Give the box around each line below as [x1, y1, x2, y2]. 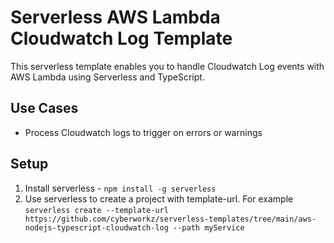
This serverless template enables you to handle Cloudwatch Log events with [10, 60, 325, 72]
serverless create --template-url [24, 205, 169, 215]
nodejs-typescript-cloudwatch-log [24, 222, 169, 233]
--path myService [173, 222, 245, 233]
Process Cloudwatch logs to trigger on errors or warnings [24, 126, 263, 138]
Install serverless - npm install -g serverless [24, 182, 217, 194]
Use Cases [10, 100, 79, 117]
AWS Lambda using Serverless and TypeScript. [10, 71, 205, 83]
